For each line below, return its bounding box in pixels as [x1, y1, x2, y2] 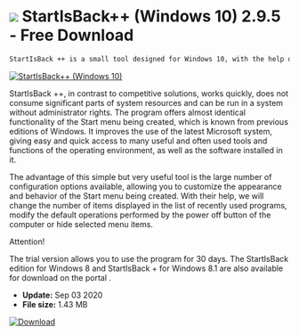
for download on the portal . [9, 272, 111, 282]
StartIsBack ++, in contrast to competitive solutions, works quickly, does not [9, 87, 289, 99]
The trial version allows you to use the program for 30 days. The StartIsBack [9, 253, 289, 264]
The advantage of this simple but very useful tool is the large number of [9, 171, 272, 182]
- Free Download [9, 25, 134, 45]
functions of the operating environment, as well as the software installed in [9, 144, 283, 155]
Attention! [9, 236, 45, 247]
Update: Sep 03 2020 [21, 290, 103, 300]
